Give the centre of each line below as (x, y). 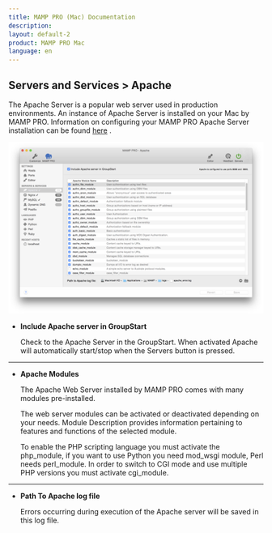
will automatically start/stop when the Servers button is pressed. (127, 350)
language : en (30, 51)
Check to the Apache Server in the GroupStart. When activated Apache (139, 342)
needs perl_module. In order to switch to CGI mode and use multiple (134, 464)
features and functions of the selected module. (98, 431)
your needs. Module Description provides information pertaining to (131, 422)
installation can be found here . (60, 130)
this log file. (39, 520)
